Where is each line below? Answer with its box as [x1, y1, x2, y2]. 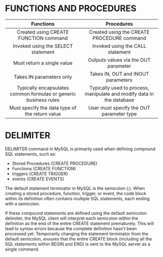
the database [104, 96, 134, 103]
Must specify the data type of [9, 104, 77, 111]
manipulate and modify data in [84, 90, 154, 97]
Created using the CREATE [89, 29, 150, 35]
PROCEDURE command [92, 34, 147, 41]
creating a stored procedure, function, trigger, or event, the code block [5, 190, 147, 196]
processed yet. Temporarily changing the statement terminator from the [5, 231, 149, 237]
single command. [5, 246, 40, 252]
